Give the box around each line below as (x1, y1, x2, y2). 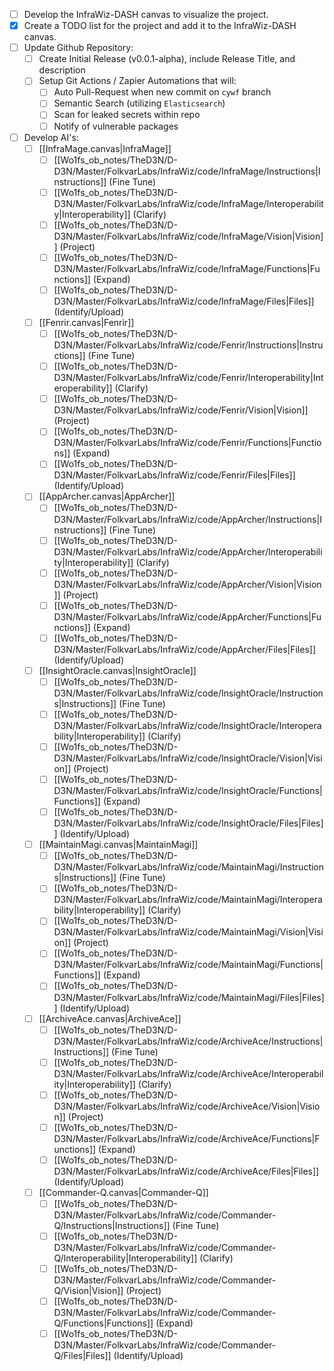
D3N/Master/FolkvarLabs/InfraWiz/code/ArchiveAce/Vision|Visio (53, 1100, 321, 1112)
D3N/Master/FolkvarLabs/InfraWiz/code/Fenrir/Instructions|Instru (53, 339, 324, 351)
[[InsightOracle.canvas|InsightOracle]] (38, 664, 197, 676)
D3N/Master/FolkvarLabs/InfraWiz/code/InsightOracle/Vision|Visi (53, 752, 323, 764)
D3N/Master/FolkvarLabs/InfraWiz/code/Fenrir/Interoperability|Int (53, 372, 324, 384)
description (38, 64, 86, 76)
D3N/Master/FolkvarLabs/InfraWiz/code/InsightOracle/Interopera (53, 719, 322, 731)
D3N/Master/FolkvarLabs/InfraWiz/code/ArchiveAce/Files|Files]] (53, 1165, 320, 1177)
